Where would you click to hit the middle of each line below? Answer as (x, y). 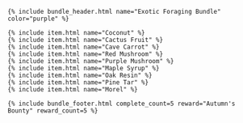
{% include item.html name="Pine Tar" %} (78, 83)
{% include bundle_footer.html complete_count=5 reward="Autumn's (121, 104)
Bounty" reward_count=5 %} (53, 111)
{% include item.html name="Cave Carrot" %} (84, 47)
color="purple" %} (38, 19)
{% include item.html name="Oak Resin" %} (80, 75)
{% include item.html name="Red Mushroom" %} (85, 54)
